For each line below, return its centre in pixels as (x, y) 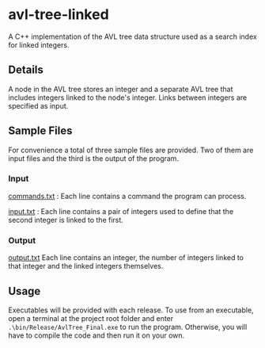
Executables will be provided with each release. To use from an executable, (131, 310)
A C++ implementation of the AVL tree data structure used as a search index (132, 36)
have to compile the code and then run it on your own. (97, 335)
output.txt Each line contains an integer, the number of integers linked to (126, 258)
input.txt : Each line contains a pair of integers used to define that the (121, 211)
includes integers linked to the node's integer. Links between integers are (128, 98)
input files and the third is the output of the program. (94, 158)
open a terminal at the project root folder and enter (91, 318)
